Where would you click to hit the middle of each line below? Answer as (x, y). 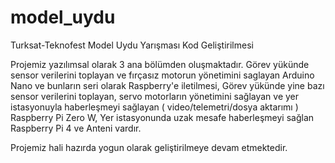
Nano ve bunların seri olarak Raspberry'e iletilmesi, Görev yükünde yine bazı (167, 85)
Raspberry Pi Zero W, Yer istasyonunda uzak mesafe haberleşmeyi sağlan (162, 117)
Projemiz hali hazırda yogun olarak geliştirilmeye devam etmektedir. (149, 147)
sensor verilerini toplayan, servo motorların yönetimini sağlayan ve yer (155, 96)
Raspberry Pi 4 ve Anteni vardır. (76, 128)
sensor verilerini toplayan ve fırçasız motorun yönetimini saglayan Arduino (162, 75)
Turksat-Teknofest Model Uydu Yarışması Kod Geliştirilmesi (132, 45)
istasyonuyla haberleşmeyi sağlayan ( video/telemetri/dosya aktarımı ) (154, 107)
